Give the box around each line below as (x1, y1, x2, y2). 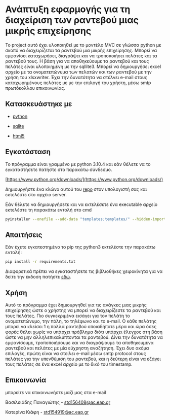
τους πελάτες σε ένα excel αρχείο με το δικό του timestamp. (5, 361, 133, 367)
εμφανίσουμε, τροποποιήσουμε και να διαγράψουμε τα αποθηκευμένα (5, 339, 154, 345)
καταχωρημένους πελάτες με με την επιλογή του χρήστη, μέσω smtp (5, 80, 151, 86)
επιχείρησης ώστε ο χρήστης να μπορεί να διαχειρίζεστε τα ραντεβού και (5, 307, 161, 313)
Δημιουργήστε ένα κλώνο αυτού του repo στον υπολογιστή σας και (5, 186, 147, 192)
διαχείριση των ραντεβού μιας (5, 14, 139, 26)
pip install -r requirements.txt (5, 259, 76, 264)
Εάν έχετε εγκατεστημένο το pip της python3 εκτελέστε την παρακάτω (5, 244, 156, 250)
